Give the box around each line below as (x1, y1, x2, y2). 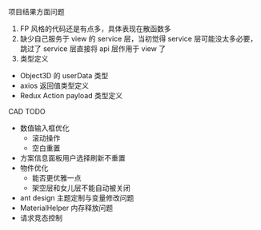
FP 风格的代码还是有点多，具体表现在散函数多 (19, 24, 171, 34)
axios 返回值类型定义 (19, 81, 90, 90)
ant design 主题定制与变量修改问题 (19, 193, 135, 202)
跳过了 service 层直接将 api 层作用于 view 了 (19, 44, 167, 54)
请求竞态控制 (19, 213, 62, 222)
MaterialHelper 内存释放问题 (19, 203, 114, 212)
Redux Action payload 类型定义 (19, 91, 123, 100)
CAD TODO (8, 107, 46, 116)
